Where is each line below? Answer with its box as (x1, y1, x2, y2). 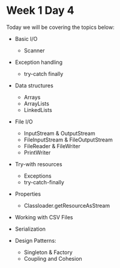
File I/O (14, 118, 33, 125)
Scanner (23, 46, 45, 54)
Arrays (23, 93, 41, 101)
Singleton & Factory (23, 248, 73, 256)
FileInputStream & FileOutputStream (23, 136, 113, 143)
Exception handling (14, 58, 63, 66)
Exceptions (23, 172, 52, 179)
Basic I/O (14, 35, 38, 42)
